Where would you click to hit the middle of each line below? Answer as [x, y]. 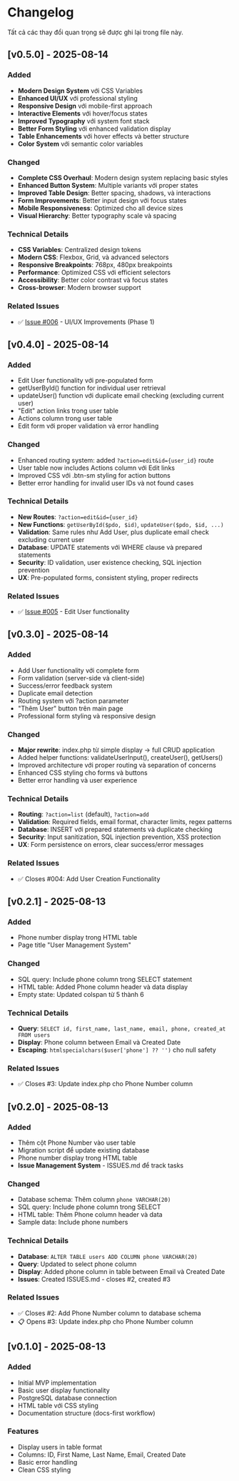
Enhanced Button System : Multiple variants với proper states [108, 185]
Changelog [41, 12]
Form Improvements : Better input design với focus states [102, 200]
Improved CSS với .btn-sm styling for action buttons [94, 475]
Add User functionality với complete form [78, 670]
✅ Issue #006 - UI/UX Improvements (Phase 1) [86, 321]
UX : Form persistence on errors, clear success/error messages [111, 845]
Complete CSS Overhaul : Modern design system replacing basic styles [123, 177]
